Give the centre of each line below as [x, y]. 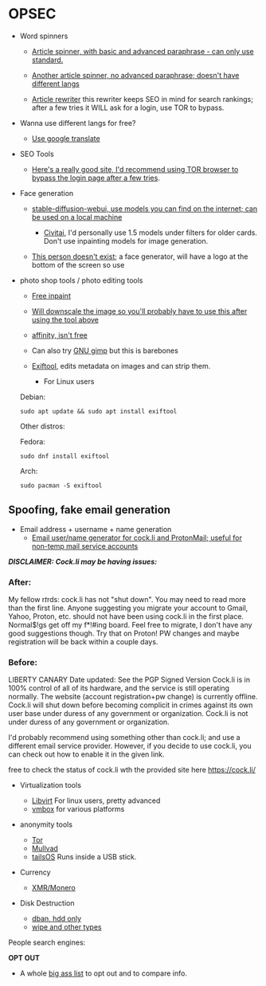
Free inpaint [51, 295]
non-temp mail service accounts [85, 546]
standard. [47, 60]
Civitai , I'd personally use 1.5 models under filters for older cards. [150, 233]
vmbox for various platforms [78, 809]
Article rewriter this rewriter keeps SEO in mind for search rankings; [142, 99]
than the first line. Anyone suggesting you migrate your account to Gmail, [128, 608]
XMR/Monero [53, 888]
